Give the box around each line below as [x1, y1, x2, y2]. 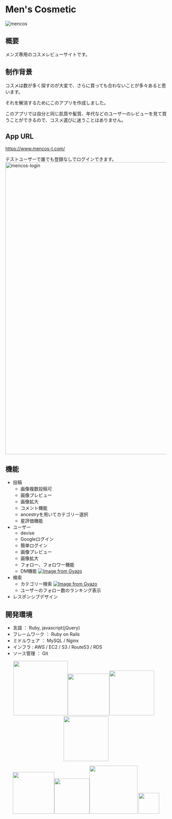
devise [20, 530, 35, 536]
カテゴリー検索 [20, 581, 52, 587]
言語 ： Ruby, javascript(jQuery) [12, 625, 80, 631]
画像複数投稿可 [20, 486, 52, 492]
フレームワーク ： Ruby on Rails [12, 631, 80, 637]
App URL [5, 132, 34, 140]
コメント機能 [20, 505, 48, 511]
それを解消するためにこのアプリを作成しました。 [5, 99, 109, 106]
